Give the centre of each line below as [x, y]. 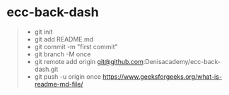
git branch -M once [63, 54]
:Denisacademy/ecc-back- [182, 61]
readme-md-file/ [59, 84]
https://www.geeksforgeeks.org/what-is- [163, 76]
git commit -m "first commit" [76, 46]
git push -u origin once [68, 76]
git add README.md [64, 39]
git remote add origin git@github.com [89, 61]
